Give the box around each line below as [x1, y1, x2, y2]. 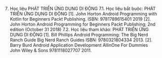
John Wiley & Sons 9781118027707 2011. [9, 48, 92, 53]
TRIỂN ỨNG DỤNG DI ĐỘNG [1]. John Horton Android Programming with [9, 11, 157, 17]
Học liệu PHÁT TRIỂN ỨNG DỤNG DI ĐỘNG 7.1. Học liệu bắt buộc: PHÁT [9, 6, 156, 11]
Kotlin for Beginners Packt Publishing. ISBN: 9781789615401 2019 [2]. [9, 16, 151, 22]
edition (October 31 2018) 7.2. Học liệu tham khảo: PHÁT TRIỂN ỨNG [9, 27, 149, 32]
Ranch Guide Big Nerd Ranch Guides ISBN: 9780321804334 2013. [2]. [9, 37, 153, 43]
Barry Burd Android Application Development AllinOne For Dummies [9, 42, 148, 48]
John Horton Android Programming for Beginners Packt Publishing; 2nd [9, 21, 156, 27]
